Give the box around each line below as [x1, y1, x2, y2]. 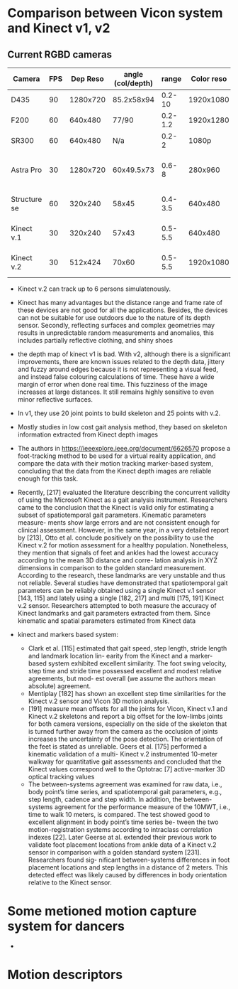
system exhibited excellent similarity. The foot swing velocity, [48, 659, 227, 668]
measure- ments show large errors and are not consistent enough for [17, 518, 220, 527]
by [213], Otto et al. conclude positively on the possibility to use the [17, 533, 215, 542]
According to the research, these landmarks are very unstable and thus [17, 571, 226, 579]
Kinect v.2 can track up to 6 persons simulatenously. [17, 284, 171, 293]
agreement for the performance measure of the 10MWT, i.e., [54, 803, 231, 811]
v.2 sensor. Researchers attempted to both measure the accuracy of [17, 602, 217, 609]
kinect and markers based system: [17, 631, 119, 638]
